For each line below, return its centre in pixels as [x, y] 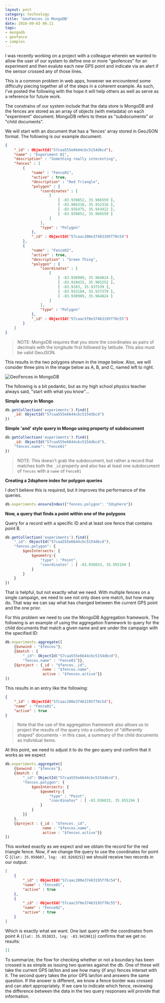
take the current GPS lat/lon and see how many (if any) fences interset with [81, 970]
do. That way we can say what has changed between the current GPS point [82, 603]
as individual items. [37, 740]
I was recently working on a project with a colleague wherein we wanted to [81, 56]
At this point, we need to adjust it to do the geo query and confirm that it [78, 750]
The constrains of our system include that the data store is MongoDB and [79, 106]
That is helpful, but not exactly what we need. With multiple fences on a [78, 592]
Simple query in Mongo [29, 401]
